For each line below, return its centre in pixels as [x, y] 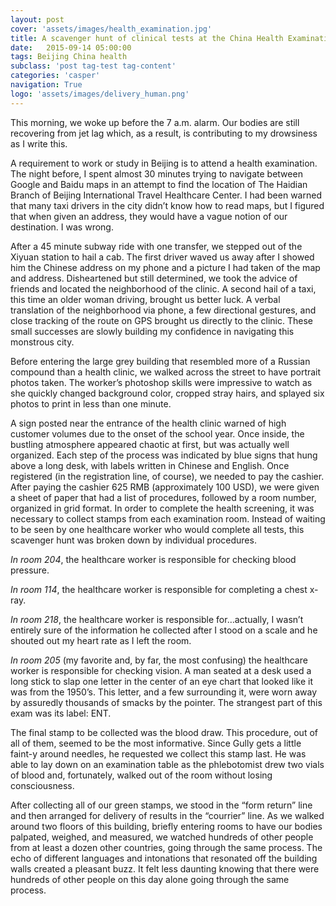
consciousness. [42, 785]
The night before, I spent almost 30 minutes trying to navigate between [156, 173]
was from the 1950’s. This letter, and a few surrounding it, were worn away [164, 692]
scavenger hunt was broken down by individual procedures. [133, 540]
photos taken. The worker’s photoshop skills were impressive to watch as [161, 382]
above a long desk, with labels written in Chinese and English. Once [150, 465]
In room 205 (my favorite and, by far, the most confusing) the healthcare [159, 660]
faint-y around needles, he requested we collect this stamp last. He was [158, 753]
